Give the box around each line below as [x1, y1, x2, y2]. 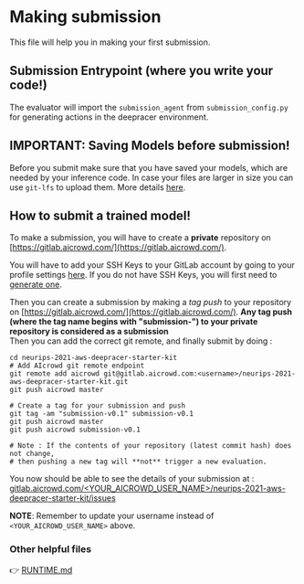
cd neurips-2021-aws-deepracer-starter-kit [9, 354, 178, 363]
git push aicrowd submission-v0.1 [9, 425, 142, 435]
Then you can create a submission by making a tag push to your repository [9, 297, 292, 308]
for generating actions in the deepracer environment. [9, 111, 209, 122]
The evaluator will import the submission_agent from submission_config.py [9, 101, 289, 112]
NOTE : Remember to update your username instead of [9, 510, 215, 522]
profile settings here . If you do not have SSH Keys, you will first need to [9, 270, 278, 281]
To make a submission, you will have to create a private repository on [9, 232, 271, 243]
